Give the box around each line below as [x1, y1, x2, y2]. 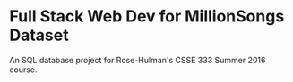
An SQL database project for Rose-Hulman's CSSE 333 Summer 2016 [9, 54, 266, 65]
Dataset [9, 25, 69, 45]
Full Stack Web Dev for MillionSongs [9, 6, 285, 27]
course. [9, 64, 38, 75]
